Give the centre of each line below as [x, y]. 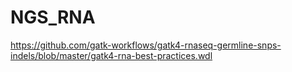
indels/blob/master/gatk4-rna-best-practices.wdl [111, 55]
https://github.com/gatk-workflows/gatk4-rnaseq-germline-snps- [146, 45]
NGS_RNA [53, 17]
